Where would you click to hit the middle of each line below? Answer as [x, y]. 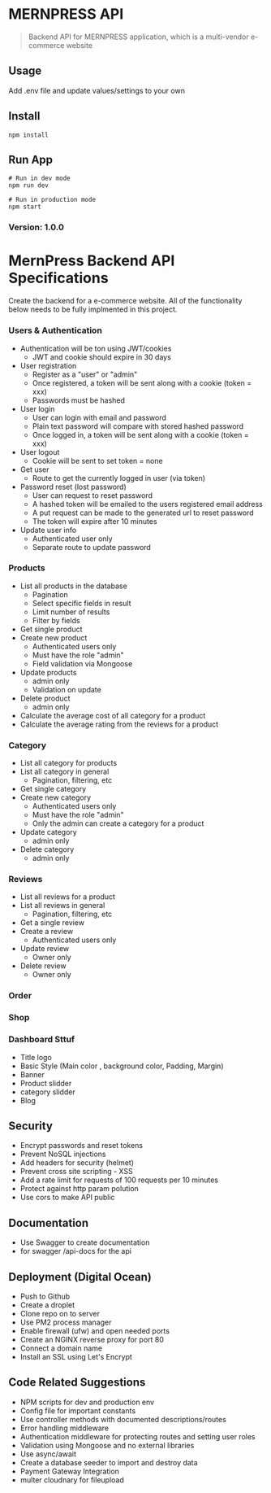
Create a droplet [47, 1305]
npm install [28, 135]
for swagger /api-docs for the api [76, 1251]
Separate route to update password [92, 547]
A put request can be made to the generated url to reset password [143, 513]
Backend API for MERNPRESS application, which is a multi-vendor [138, 37]
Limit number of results [71, 612]
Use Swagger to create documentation [85, 1242]
